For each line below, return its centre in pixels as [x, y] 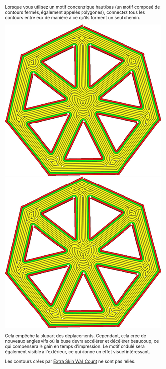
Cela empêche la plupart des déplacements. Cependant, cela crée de [76, 336]
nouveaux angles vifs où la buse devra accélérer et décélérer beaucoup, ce [82, 341]
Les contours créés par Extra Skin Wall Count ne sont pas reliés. [70, 361]
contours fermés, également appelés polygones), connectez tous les [75, 12]
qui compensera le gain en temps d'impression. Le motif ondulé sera [75, 346]
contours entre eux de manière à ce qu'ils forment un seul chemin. [73, 18]
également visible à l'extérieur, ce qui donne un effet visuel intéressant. [78, 351]
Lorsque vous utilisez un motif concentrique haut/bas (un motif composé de [83, 7]
